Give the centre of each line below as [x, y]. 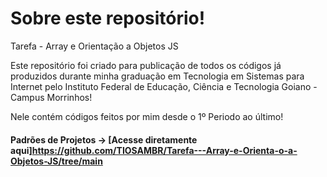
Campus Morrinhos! [51, 97]
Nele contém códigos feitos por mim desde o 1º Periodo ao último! [147, 116]
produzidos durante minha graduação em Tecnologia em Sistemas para [157, 76]
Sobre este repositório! [108, 18]
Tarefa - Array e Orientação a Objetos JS [94, 46]
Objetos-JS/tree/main [56, 161]
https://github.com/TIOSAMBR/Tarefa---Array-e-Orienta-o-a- [164, 150]
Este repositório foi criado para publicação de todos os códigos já [146, 65]
